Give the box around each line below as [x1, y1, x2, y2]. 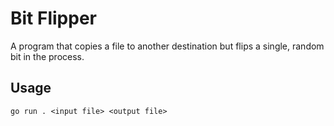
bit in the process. [10, 50, 85, 62]
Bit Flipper [10, 7, 97, 30]
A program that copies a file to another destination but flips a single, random [10, 40, 325, 52]
